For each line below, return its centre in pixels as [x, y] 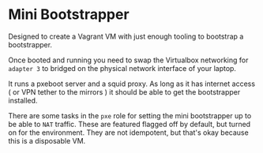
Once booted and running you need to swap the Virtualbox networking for [128, 60]
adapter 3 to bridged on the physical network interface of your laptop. [122, 68]
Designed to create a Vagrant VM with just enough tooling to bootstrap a [126, 36]
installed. [23, 100]
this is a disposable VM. [47, 140]
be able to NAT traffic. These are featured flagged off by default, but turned [130, 124]
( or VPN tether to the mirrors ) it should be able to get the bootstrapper [124, 91]
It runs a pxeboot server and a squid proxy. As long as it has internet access [131, 84]
